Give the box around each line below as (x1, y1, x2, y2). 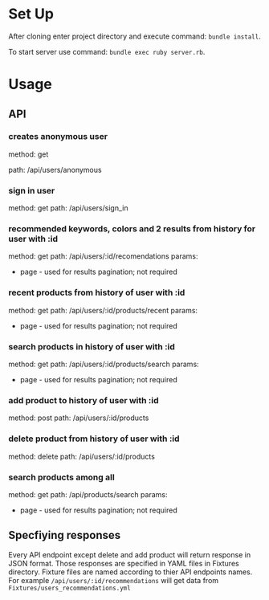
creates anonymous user (8, 131, 108, 142)
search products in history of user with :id (8, 341, 175, 352)
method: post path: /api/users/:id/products (8, 413, 149, 422)
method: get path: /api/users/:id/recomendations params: (8, 251, 198, 261)
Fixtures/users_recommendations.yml (8, 584, 131, 592)
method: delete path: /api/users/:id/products (8, 451, 155, 461)
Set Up (8, 5, 55, 23)
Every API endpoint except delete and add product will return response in (8, 549, 251, 559)
